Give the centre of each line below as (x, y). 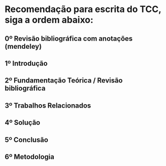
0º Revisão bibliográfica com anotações (69, 38)
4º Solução (23, 122)
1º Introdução (26, 63)
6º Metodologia (30, 157)
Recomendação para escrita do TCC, (83, 9)
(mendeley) (23, 46)
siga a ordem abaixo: (49, 20)
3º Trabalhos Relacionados (48, 105)
